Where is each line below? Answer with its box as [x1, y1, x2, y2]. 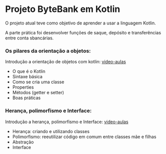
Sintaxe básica [12, 74, 43, 80]
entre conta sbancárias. [5, 35, 54, 41]
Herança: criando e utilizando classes [12, 128, 90, 134]
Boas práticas [12, 95, 41, 101]
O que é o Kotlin [12, 68, 46, 74]
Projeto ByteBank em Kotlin [5, 3, 120, 15]
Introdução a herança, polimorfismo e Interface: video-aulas [5, 119, 129, 125]
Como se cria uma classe [12, 79, 65, 85]
